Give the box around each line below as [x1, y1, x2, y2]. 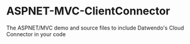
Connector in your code [6, 30, 66, 37]
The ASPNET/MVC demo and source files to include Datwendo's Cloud [6, 24, 185, 31]
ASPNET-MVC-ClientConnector [6, 4, 171, 18]
